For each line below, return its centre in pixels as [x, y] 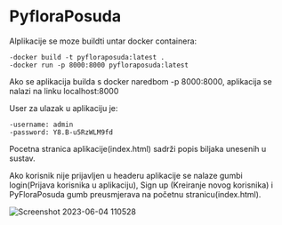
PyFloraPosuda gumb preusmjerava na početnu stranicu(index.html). [135, 194]
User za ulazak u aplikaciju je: [64, 108]
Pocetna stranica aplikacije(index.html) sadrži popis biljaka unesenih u [138, 149]
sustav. [22, 158]
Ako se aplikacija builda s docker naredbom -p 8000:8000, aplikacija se [141, 81]
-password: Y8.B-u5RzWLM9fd [61, 132]
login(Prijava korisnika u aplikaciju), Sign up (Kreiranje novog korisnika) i [141, 185]
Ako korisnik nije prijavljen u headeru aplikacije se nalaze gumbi [126, 175]
